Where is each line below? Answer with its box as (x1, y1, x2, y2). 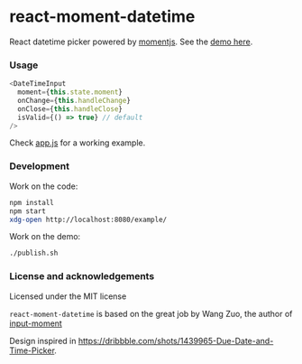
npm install (9, 198, 54, 207)
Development (9, 160, 70, 173)
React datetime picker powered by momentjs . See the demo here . (9, 36, 253, 47)
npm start (9, 206, 47, 216)
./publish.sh (9, 248, 59, 258)
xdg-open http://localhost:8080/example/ (9, 215, 168, 224)
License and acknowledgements (9, 270, 155, 283)
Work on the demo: (9, 231, 81, 242)
